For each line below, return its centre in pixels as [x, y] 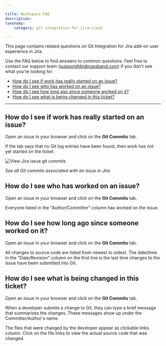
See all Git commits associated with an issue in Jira [58, 171]
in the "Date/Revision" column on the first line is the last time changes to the [83, 258]
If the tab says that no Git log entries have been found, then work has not [80, 146]
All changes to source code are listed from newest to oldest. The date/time [81, 252]
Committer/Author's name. [32, 318]
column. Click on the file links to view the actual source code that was [76, 333]
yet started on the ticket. [30, 152]
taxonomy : [15, 23]
